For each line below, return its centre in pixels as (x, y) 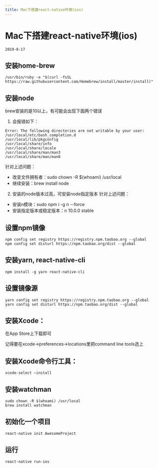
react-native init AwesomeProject (41, 433)
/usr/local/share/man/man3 (33, 153)
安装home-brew (30, 66)
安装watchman (28, 389)
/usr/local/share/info (28, 144)
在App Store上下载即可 (28, 334)
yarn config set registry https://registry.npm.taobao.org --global (77, 300)
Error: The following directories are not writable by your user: (75, 131)
